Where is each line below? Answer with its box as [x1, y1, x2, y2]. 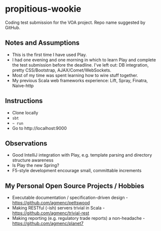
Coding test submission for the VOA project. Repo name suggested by [5, 19, 146, 25]
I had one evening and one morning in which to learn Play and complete [12, 57, 156, 63]
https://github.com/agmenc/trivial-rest [12, 210, 89, 216]
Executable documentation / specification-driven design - [12, 195, 128, 200]
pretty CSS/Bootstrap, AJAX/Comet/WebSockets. [12, 67, 111, 73]
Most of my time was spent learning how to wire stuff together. [12, 72, 139, 78]
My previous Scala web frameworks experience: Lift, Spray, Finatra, [12, 77, 148, 83]
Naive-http [12, 83, 34, 89]
